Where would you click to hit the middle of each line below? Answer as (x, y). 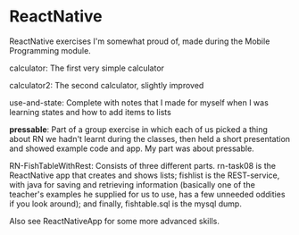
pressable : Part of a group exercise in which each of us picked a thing (138, 129)
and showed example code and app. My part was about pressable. (132, 148)
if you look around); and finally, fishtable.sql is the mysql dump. (126, 204)
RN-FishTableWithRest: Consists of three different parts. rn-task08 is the (143, 165)
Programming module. (50, 50)
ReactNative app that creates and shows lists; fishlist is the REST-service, (145, 175)
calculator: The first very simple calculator (87, 68)
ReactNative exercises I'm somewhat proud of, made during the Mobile (140, 41)
